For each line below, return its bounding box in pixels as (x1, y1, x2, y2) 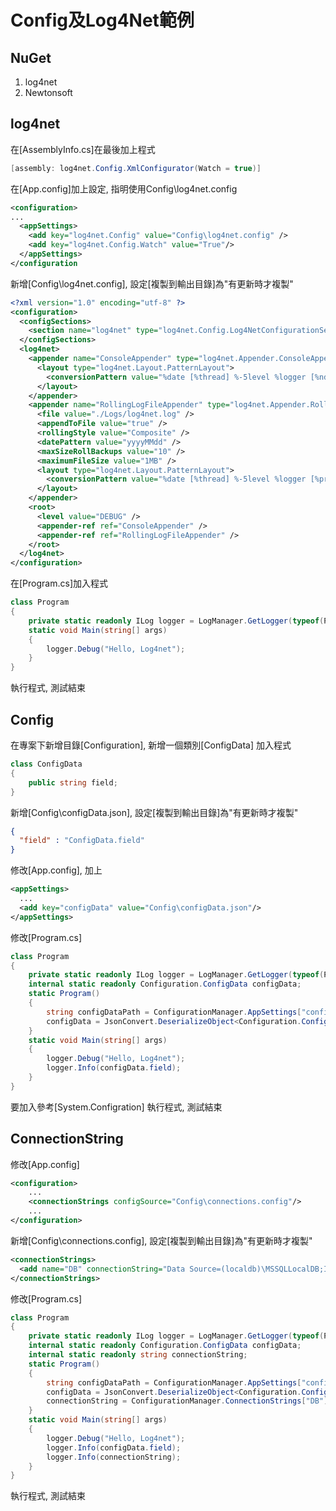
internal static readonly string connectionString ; (28, 1350, 248, 1360)
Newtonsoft (24, 87, 73, 98)
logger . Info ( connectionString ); (46, 1452, 182, 1462)
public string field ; (28, 777, 118, 788)
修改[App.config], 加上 (10, 864, 103, 876)
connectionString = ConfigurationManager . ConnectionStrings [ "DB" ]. (46, 1396, 333, 1406)
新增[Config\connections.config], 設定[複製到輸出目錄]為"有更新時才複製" (10, 1234, 313, 1246)
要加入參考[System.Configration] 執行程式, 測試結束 (10, 1101, 223, 1113)
